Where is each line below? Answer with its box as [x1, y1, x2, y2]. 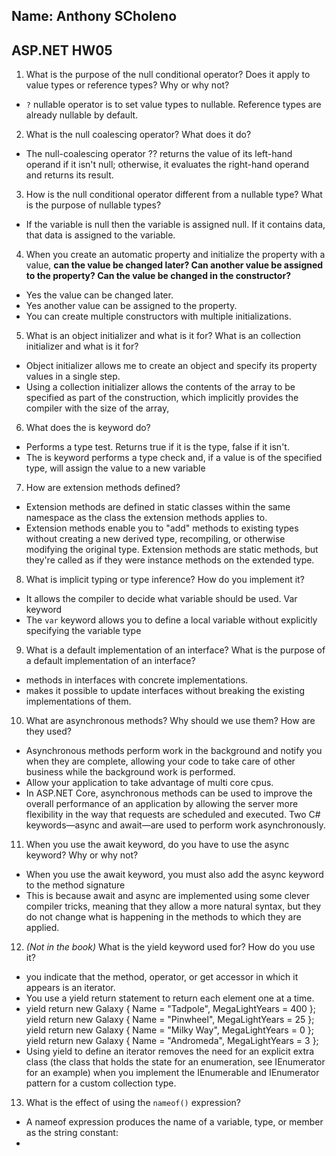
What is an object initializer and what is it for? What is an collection [25, 330, 301, 342]
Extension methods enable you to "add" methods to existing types [25, 522, 299, 534]
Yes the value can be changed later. [25, 289, 174, 301]
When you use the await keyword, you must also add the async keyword [25, 869, 324, 881]
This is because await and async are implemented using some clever [25, 890, 310, 902]
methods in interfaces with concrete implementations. [25, 674, 249, 686]
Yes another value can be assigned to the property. [25, 300, 238, 312]
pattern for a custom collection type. [25, 1077, 177, 1089]
